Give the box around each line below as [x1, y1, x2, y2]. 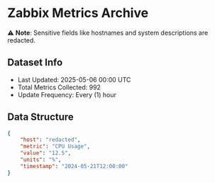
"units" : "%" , [20, 156, 62, 164]
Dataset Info [7, 57, 63, 69]
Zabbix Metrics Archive [7, 5, 149, 21]
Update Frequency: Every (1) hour [17, 90, 117, 99]
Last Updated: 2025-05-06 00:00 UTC [17, 75, 131, 84]
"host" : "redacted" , [20, 136, 81, 143]
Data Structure [7, 111, 75, 123]
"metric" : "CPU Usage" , [20, 143, 91, 150]
